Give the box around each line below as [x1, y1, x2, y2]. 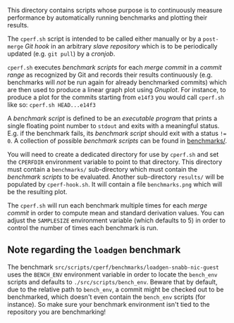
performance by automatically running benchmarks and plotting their [7, 13, 208, 22]
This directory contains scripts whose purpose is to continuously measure [7, 6, 223, 14]
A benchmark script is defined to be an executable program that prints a [7, 114, 218, 122]
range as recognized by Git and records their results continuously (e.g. [7, 70, 213, 79]
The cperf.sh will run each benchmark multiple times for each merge [7, 201, 208, 210]
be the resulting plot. [7, 188, 68, 196]
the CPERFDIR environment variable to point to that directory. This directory [7, 158, 223, 166]
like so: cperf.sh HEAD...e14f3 [7, 101, 97, 108]
